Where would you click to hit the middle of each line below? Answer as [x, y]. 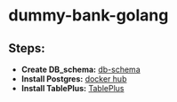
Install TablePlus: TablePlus [72, 88]
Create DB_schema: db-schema [80, 69]
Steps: [27, 48]
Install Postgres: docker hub [74, 79]
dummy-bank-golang [88, 16]
